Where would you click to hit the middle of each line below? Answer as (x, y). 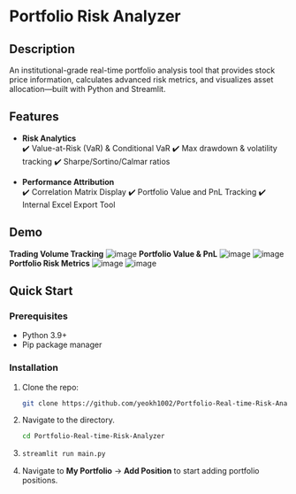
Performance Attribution (68, 181)
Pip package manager (62, 345)
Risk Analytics (49, 138)
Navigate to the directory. (68, 420)
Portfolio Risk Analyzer (95, 16)
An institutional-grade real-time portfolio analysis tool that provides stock (142, 70)
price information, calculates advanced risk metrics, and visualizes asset (141, 80)
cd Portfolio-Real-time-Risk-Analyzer (93, 436)
